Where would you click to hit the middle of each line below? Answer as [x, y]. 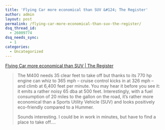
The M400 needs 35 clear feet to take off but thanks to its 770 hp [84, 75]
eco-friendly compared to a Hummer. [56, 107]
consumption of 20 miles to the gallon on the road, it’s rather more [85, 96]
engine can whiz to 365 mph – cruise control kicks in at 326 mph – [85, 81]
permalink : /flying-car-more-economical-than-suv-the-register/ [73, 24]
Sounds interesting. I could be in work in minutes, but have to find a [86, 117]
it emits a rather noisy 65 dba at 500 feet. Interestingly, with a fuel [85, 91]
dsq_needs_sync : [22, 38]
